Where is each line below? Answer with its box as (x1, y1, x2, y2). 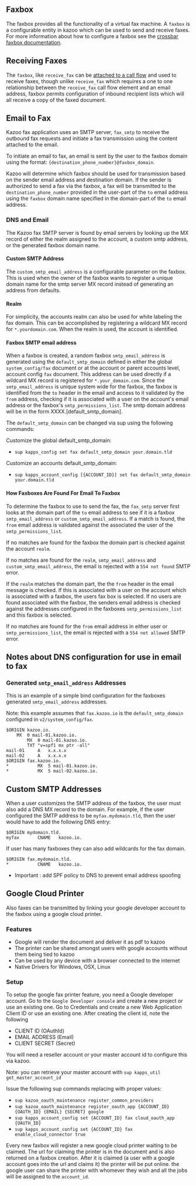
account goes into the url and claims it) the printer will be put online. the (6, 1161, 180, 1168)
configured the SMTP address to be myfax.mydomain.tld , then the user (6, 812, 176, 819)
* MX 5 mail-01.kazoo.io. (6, 763, 98, 769)
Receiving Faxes (6, 56, 67, 66)
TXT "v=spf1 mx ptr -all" (27, 743, 91, 748)
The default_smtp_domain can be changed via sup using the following (6, 419, 173, 426)
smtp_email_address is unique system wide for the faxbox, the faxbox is (6, 383, 177, 390)
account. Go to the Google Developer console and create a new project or (6, 997, 183, 1004)
